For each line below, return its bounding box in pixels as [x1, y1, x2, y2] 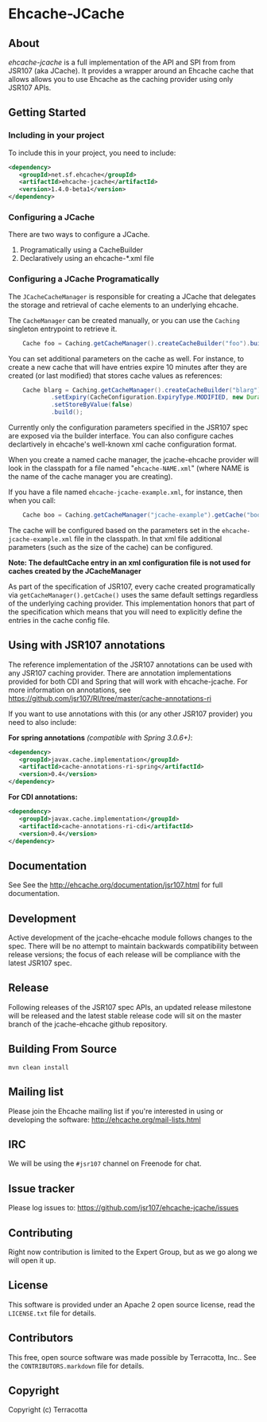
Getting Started [8, 106, 87, 119]
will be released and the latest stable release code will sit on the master [8, 1011, 242, 1020]
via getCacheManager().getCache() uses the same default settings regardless [8, 590, 259, 599]
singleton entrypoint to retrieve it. [8, 324, 118, 333]
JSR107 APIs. [8, 83, 52, 92]
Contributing [8, 1226, 73, 1240]
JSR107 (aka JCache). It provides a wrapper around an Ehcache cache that [8, 66, 254, 76]
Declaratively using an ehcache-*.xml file [19, 254, 155, 263]
